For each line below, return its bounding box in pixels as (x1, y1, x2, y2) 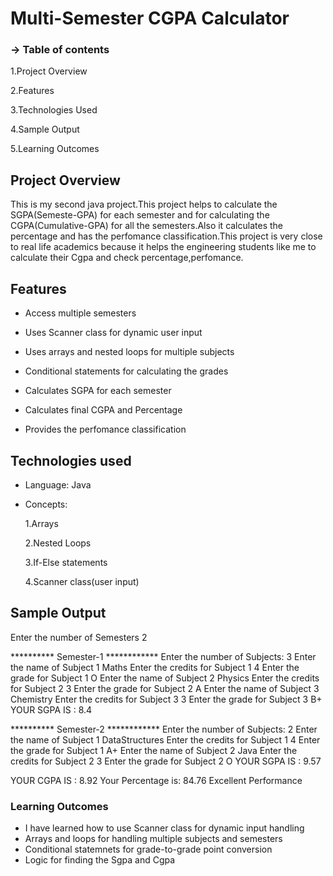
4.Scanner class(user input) (24, 575, 140, 587)
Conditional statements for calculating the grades (24, 365, 229, 377)
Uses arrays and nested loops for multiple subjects (24, 346, 235, 358)
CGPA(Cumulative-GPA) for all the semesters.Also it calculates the (10, 220, 283, 232)
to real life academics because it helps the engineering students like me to (10, 241, 317, 253)
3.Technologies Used (10, 104, 98, 116)
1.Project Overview (10, 65, 88, 77)
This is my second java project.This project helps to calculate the (10, 198, 278, 211)
